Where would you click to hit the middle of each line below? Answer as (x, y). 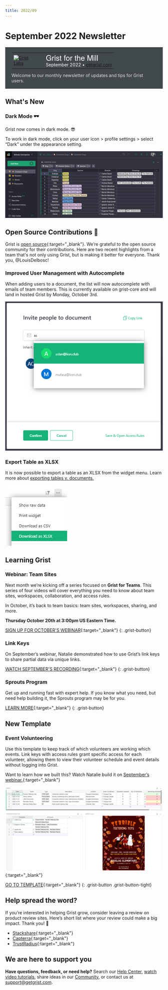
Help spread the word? (41, 901)
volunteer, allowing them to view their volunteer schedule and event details (82, 760)
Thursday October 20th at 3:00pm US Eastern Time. (61, 620)
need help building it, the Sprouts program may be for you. (65, 698)
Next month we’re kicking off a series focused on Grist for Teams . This (78, 585)
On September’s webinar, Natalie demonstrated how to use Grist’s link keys (82, 654)
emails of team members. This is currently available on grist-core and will (81, 289)
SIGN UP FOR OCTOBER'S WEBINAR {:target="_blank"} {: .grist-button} (78, 630)
